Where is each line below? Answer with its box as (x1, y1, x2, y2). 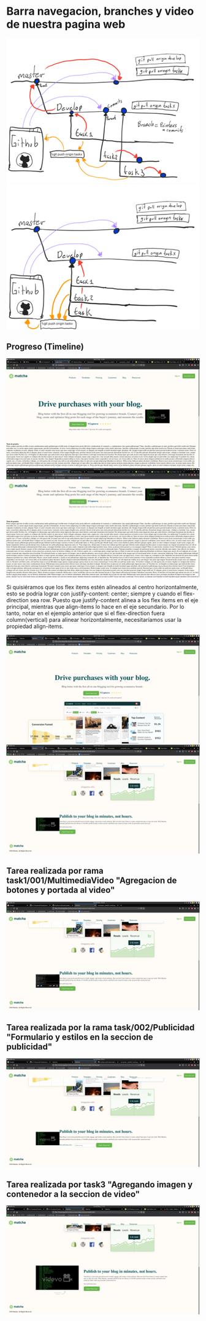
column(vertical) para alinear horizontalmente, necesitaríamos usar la (6, 616, 182, 623)
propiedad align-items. (6, 622, 64, 630)
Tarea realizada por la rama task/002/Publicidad (6, 1022, 195, 1033)
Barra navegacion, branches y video (6, 4, 194, 18)
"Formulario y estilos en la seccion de (6, 1032, 153, 1043)
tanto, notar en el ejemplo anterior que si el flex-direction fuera (6, 610, 166, 617)
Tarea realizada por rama (6, 866, 104, 876)
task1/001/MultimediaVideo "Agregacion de (6, 876, 177, 886)
